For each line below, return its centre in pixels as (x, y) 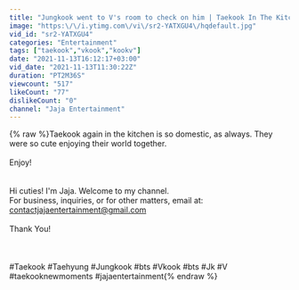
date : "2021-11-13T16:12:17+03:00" (75, 59)
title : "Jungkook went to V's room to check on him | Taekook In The (141, 17)
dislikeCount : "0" (43, 100)
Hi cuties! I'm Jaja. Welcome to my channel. (89, 191)
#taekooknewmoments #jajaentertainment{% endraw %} (113, 277)
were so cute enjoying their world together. (88, 144)
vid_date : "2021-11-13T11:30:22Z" (73, 68)
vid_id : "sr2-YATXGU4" (51, 34)
